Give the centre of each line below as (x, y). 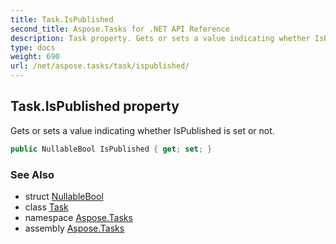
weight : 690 (35, 57)
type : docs (33, 47)
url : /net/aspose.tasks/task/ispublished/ (100, 66)
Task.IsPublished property (95, 106)
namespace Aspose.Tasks (78, 217)
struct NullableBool (64, 196)
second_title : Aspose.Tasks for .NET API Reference (120, 29)
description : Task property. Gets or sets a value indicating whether (160, 38)
